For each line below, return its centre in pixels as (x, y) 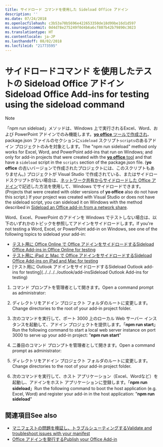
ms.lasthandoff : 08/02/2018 (34, 41)
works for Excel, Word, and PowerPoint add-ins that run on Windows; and (79, 152)
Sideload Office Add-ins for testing (77, 94)
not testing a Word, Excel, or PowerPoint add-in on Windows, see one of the (81, 229)
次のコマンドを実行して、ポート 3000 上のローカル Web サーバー (78, 318)
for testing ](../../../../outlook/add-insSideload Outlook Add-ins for (84, 272)
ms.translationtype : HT (29, 32)
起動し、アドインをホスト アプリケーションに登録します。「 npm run (80, 382)
